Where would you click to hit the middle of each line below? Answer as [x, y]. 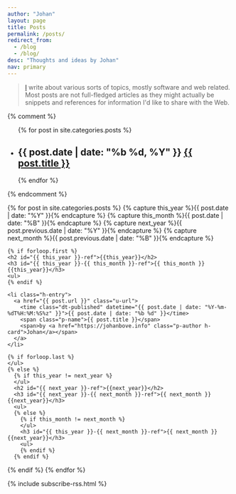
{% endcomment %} [37, 194]
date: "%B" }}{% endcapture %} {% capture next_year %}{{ [95, 223]
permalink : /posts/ [36, 34]
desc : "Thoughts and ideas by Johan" [63, 61]
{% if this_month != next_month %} [73, 420]
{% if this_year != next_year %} [63, 376]
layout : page [27, 21]
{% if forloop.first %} [43, 251]
